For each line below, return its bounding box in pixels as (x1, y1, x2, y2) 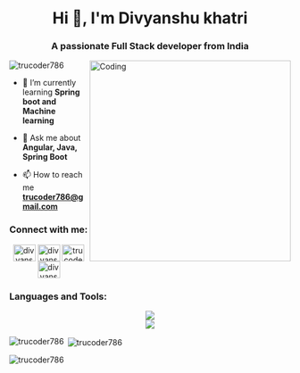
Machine (21, 106, 56, 117)
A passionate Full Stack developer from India (51, 40, 249, 53)
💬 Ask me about (21, 133, 81, 144)
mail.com (21, 201, 58, 212)
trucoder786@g (21, 192, 84, 203)
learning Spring (21, 87, 80, 97)
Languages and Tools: (9, 290, 107, 303)
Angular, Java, (21, 142, 78, 153)
